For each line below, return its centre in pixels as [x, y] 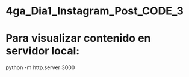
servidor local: [43, 51]
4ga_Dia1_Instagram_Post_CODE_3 [95, 11]
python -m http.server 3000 [40, 67]
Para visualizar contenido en [78, 38]
